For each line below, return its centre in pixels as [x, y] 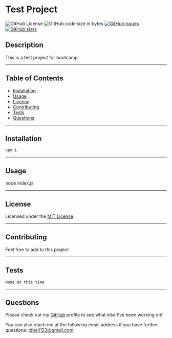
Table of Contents [35, 78]
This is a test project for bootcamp [42, 57]
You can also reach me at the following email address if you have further [82, 325]
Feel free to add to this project [37, 250]
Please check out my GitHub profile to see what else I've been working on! [84, 315]
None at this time [25, 282]
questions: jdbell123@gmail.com [39, 330]
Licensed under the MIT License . [40, 216]
